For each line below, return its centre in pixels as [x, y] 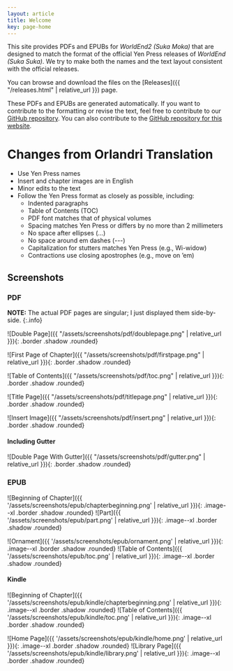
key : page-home [29, 27]
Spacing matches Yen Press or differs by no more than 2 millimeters [125, 226]
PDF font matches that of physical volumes [89, 219]
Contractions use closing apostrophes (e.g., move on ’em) [111, 256]
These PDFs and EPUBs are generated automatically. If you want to [104, 104]
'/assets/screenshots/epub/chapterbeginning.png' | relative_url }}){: [105, 505]
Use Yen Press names [49, 174]
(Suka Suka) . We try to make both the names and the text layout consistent [115, 62]
